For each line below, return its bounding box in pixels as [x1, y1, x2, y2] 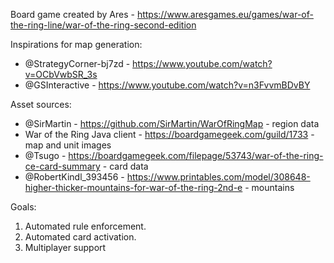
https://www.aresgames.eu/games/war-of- [136, 9, 314, 20]
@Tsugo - [24, 150, 67, 161]
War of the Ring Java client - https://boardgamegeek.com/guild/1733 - [24, 129, 315, 140]
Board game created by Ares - [10, 9, 135, 20]
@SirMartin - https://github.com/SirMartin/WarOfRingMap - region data [24, 118, 320, 129]
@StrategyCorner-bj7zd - [24, 58, 131, 69]
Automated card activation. [24, 231, 137, 243]
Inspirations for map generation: [10, 39, 143, 50]
